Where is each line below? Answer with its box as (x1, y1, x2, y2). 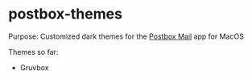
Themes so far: (8, 47, 59, 56)
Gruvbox (19, 62, 50, 73)
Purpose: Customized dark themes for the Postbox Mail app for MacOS (8, 31, 244, 41)
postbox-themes (8, 5, 123, 23)
